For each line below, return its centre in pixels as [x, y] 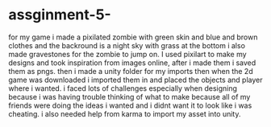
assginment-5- [60, 15]
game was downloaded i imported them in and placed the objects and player [135, 80]
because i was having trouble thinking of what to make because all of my [129, 96]
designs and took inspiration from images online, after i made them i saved [132, 63]
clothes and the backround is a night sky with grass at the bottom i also [127, 45]
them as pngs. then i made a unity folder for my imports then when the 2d [131, 71]
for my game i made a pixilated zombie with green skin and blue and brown [133, 37]
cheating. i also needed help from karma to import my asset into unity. [125, 113]
